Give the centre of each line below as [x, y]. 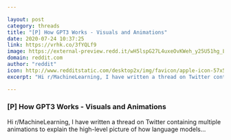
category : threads [33, 26]
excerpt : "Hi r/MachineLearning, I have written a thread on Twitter [109, 77]
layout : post [26, 19]
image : [16, 51]
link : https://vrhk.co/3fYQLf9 [52, 45]
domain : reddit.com [35, 58]
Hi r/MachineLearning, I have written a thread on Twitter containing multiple [114, 121]
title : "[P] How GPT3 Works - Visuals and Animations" [87, 32]
